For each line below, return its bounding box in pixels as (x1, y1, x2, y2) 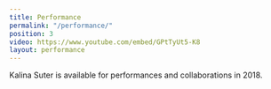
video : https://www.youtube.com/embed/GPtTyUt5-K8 (9, 37, 201, 47)
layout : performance (9, 46, 86, 55)
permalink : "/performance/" (9, 21, 114, 30)
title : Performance (9, 12, 82, 22)
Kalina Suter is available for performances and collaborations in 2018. (9, 70, 263, 80)
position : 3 (9, 29, 53, 38)
